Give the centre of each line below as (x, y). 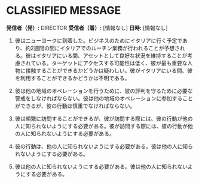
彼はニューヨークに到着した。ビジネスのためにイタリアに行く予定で (99, 40)
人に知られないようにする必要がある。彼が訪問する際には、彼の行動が (101, 126)
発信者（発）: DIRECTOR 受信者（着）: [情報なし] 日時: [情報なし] (87, 28)
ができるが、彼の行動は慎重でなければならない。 (75, 106)
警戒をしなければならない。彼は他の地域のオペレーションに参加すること (104, 98)
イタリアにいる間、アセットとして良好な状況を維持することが (111, 55)
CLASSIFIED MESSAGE (64, 10)
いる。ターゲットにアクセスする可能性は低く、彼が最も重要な (111, 63)
